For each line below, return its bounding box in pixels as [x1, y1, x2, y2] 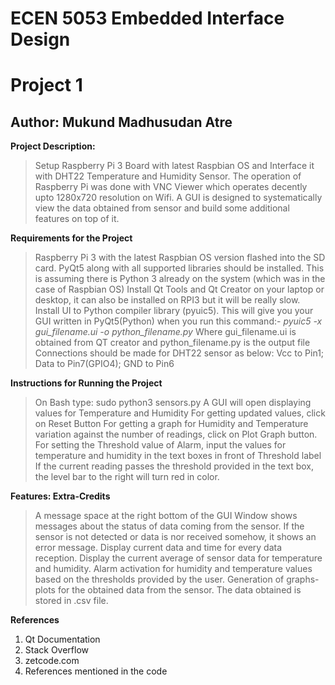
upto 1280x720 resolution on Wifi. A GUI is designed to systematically [34, 192, 323, 204]
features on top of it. [34, 213, 120, 225]
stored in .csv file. [34, 595, 109, 607]
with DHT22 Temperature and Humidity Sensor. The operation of [34, 170, 302, 182]
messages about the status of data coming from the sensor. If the [34, 520, 305, 532]
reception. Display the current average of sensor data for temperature [34, 552, 323, 564]
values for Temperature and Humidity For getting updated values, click [34, 407, 326, 419]
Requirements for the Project [10, 232, 133, 244]
